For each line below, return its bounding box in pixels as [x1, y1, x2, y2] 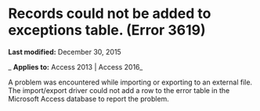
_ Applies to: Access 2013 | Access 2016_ [8, 62, 143, 71]
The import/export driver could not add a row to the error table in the [8, 85, 230, 95]
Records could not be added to [8, 5, 211, 23]
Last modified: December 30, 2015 [8, 47, 121, 56]
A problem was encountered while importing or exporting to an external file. [8, 77, 253, 87]
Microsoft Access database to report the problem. [8, 94, 170, 103]
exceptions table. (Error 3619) [8, 21, 206, 39]
